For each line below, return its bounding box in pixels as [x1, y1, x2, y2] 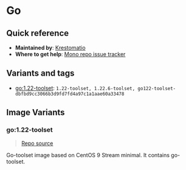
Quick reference [6, 28, 69, 38]
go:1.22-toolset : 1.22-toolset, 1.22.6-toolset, [15, 84, 136, 91]
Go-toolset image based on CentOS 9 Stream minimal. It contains [6, 151, 170, 158]
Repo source [21, 140, 53, 147]
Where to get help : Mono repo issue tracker [15, 51, 126, 58]
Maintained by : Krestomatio [15, 44, 86, 51]
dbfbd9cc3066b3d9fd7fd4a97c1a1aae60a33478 [15, 91, 125, 97]
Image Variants [6, 107, 65, 118]
